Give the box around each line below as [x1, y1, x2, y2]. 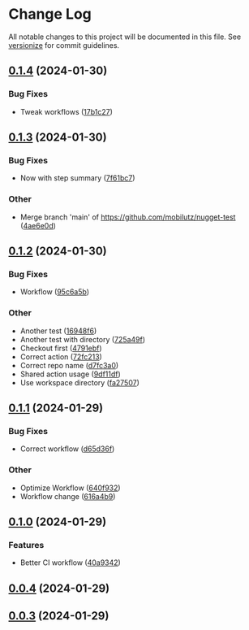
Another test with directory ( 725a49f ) [19, 334, 146, 344]
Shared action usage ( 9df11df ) [19, 369, 122, 379]
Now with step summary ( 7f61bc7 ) [19, 173, 135, 183]
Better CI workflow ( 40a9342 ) [19, 558, 122, 567]
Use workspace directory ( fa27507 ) [19, 377, 140, 387]
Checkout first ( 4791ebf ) [19, 343, 103, 353]
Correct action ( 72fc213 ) [19, 351, 103, 362]
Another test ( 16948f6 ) [19, 326, 97, 336]
